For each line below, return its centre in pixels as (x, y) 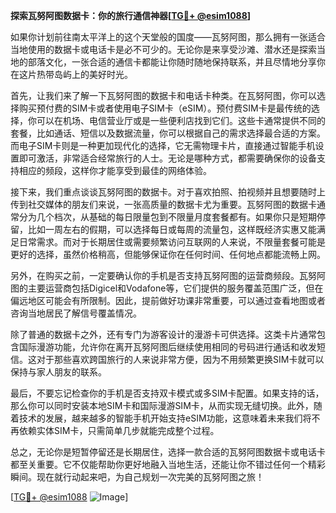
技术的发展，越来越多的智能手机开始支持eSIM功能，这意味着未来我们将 (165, 418)
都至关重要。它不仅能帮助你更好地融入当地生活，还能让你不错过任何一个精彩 (168, 464)
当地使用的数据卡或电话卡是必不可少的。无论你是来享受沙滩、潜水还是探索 (163, 49)
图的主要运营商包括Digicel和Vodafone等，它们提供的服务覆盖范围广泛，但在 (167, 288)
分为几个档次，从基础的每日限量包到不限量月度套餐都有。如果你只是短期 (167, 217)
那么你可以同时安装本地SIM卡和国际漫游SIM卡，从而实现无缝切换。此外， (162, 405)
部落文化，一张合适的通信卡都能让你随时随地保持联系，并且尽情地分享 (172, 62)
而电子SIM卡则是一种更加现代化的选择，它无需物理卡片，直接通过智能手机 (163, 145)
